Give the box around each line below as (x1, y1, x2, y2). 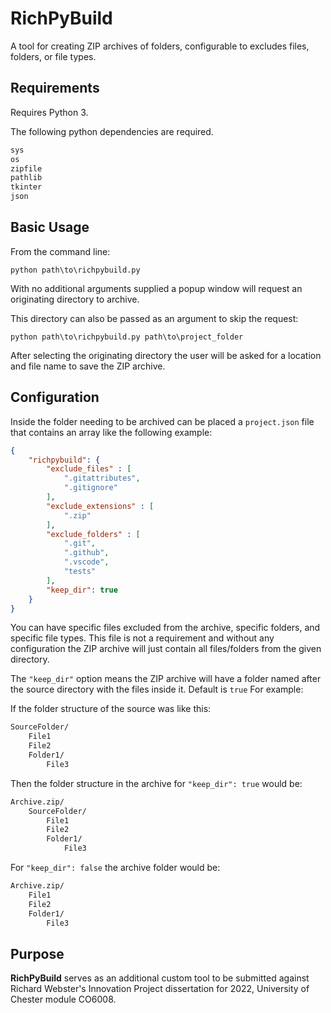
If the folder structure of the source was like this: (10, 703, 212, 715)
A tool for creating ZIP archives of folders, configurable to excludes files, (10, 40, 310, 52)
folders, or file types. (10, 50, 97, 62)
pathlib (10, 173, 43, 183)
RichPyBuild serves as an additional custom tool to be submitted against (10, 972, 310, 984)
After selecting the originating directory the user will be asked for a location (10, 349, 322, 361)
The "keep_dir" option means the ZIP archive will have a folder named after (10, 673, 322, 685)
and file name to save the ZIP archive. (10, 360, 166, 372)
